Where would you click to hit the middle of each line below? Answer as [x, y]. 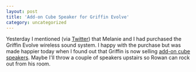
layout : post [22, 11]
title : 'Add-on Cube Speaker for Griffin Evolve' [68, 17]
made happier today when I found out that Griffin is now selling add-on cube [98, 52]
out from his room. [28, 64]
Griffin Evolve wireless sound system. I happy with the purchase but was [94, 45]
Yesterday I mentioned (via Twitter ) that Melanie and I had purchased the [94, 39]
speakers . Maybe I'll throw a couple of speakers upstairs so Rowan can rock [98, 58]
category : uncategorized [36, 22]
